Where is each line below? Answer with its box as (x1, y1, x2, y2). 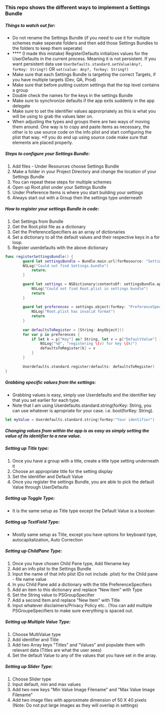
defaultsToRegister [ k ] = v (40, 346, 96, 351)
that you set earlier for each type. (12, 397, 80, 403)
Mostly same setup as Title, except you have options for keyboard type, (12, 532, 158, 537)
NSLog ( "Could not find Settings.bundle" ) (23, 263, 109, 268)
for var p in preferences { (23, 332, 80, 337)
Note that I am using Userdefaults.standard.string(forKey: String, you (12, 402, 152, 408)
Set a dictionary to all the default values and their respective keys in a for (12, 234, 160, 240)
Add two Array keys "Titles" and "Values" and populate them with (12, 642, 145, 647)
